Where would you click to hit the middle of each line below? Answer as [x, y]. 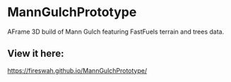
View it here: [36, 54]
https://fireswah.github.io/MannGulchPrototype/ [77, 70]
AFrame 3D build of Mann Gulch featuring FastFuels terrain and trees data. [116, 32]
